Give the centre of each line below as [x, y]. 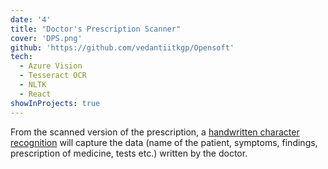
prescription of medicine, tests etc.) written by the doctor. [129, 153]
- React [35, 94]
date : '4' [31, 19]
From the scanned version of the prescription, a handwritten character [155, 132]
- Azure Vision [51, 66]
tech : [21, 57]
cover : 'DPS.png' [46, 38]
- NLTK [33, 85]
